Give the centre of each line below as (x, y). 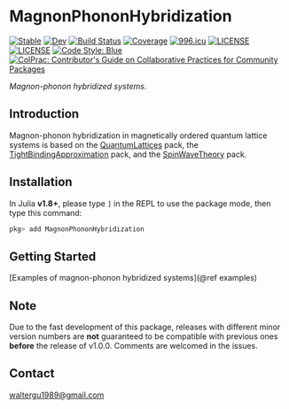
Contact (32, 374)
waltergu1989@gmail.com (57, 395)
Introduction (44, 114)
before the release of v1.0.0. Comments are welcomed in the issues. (134, 346)
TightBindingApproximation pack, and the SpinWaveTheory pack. (128, 154)
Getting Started (53, 256)
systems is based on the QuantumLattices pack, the (104, 144)
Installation (41, 182)
